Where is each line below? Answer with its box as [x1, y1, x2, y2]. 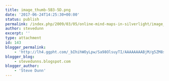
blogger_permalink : [5, 45, 46, 50]
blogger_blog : [5, 54, 35, 59]
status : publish [5, 17, 39, 22]
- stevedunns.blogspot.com [14, 59, 71, 64]
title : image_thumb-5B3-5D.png [5, 7, 71, 13]
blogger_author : [5, 63, 39, 68]
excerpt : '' [5, 31, 30, 36]
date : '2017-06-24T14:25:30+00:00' [5, 12, 80, 17]
